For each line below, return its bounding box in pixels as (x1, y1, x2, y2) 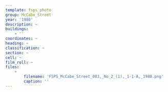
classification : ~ (5, 45, 45, 51)
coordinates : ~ (5, 36, 38, 41)
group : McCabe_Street (5, 12, 52, 17)
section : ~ (5, 50, 29, 55)
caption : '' (24, 79, 50, 84)
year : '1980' (5, 17, 33, 22)
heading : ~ (5, 41, 29, 46)
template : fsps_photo (5, 7, 52, 13)
